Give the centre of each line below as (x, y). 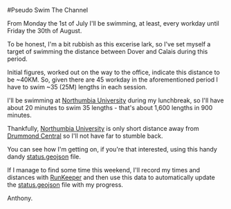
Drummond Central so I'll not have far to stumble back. (85, 136)
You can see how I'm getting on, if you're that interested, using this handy (112, 149)
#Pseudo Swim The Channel (48, 10)
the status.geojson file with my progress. (65, 185)
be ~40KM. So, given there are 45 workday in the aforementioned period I (113, 80)
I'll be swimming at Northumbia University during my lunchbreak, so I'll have (115, 100)
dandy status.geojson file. (44, 156)
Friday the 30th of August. (45, 31)
